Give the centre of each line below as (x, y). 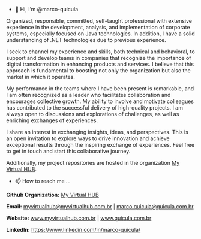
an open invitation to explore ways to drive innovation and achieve (88, 138)
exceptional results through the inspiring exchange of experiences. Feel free (100, 145)
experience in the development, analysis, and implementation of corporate (98, 27)
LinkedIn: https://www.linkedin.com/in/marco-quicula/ (73, 230)
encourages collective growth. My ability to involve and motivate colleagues (100, 101)
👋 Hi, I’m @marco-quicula (46, 9)
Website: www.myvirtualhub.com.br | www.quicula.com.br (79, 218)
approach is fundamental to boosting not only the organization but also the (98, 71)
